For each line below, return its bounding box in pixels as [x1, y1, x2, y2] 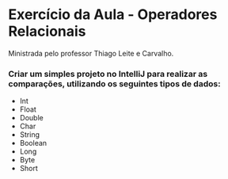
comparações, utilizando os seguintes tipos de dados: [8, 78, 221, 89]
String [19, 130, 40, 139]
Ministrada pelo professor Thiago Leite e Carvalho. [8, 48, 174, 58]
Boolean [19, 139, 47, 148]
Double [19, 113, 44, 123]
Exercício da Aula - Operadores [8, 6, 218, 24]
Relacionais [8, 22, 86, 40]
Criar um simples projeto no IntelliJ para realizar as [8, 68, 208, 79]
